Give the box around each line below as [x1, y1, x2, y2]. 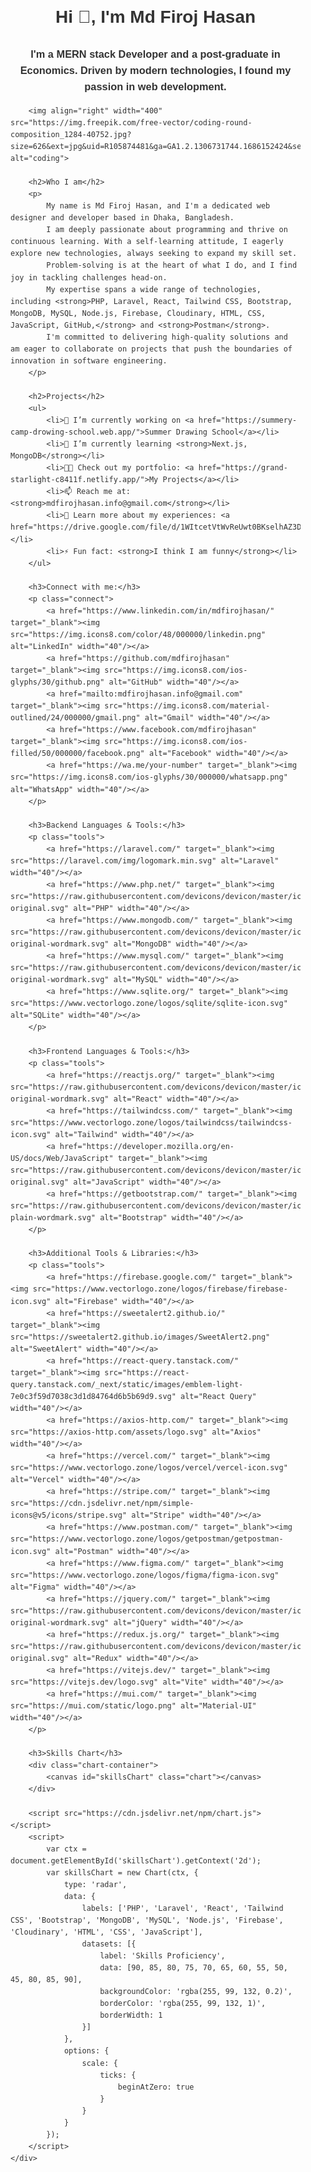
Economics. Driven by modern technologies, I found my [19, 64, 292, 77]
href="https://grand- [198, 463, 288, 473]
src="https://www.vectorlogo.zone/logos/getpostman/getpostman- [10, 1534, 284, 1544]
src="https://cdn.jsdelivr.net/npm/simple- [10, 1499, 195, 1509]
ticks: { [99, 2070, 137, 2080]
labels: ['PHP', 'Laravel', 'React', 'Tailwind [81, 1903, 284, 1913]
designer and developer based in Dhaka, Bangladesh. [10, 213, 235, 223]
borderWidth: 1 [99, 2010, 163, 2021]
